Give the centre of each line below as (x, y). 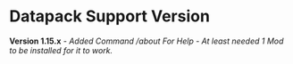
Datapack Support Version (109, 16)
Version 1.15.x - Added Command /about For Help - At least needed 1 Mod (146, 41)
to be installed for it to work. (61, 50)
